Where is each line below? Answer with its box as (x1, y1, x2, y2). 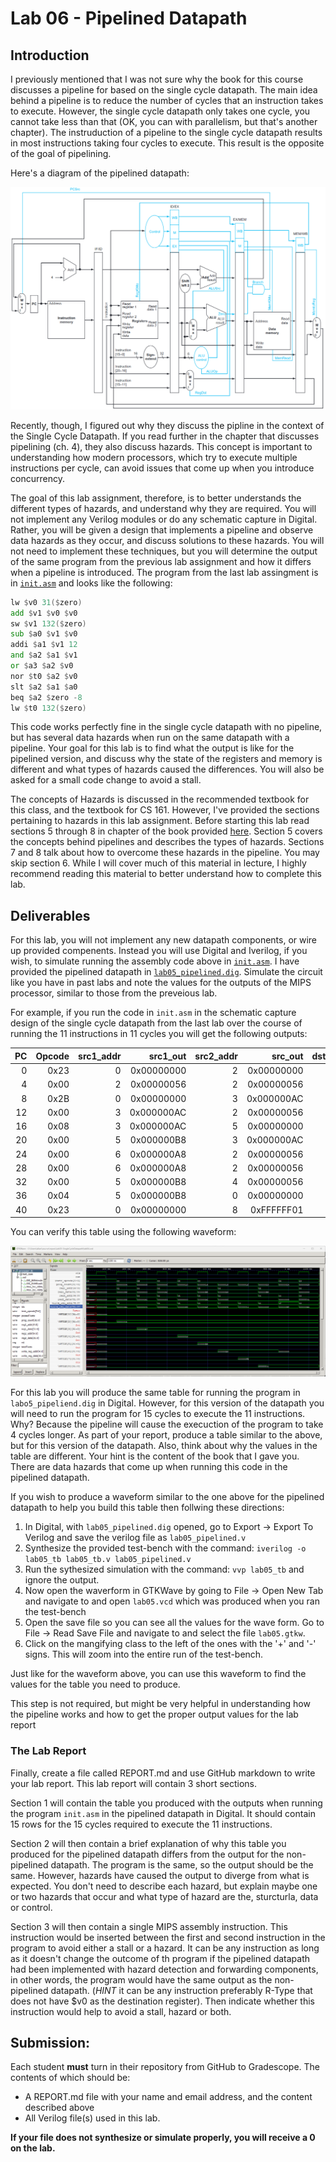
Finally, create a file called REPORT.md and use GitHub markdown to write (10, 1767, 316, 1779)
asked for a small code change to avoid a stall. (10, 774, 202, 786)
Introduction (10, 47, 90, 64)
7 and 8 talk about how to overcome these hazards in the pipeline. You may (10, 847, 320, 859)
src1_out (148, 1050, 187, 1062)
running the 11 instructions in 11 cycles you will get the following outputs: (10, 1028, 308, 1040)
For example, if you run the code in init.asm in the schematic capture (10, 1007, 297, 1019)
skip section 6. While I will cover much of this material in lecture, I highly (10, 857, 307, 869)
